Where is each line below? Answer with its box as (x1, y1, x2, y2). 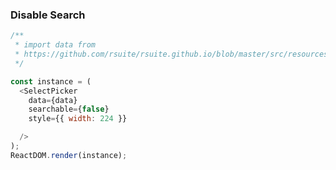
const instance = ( (10, 76, 92, 87)
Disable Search (10, 8, 86, 22)
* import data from (14, 40, 97, 50)
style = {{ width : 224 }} (28, 114, 128, 124)
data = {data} (28, 95, 78, 105)
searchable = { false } (28, 104, 110, 115)
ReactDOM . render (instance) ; (10, 150, 128, 160)
